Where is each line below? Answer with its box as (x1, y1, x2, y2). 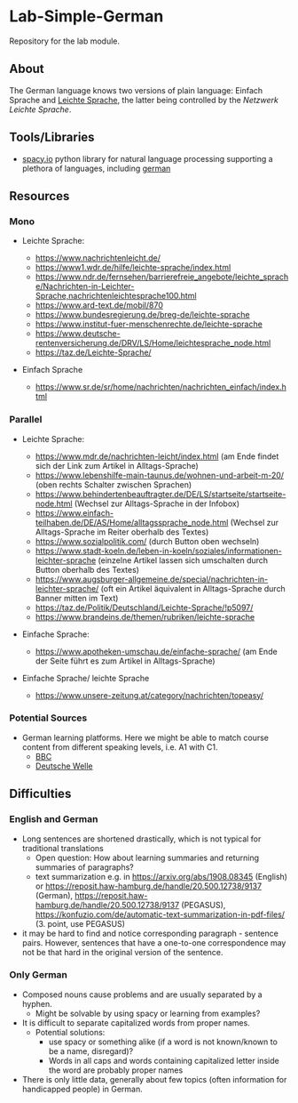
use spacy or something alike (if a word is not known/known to (48, 1036, 278, 1047)
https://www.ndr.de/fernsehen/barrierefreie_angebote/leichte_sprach (35, 271, 289, 282)
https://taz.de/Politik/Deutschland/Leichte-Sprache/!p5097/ (35, 602, 254, 613)
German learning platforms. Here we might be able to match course (21, 732, 269, 743)
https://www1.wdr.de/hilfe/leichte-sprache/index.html (35, 262, 231, 273)
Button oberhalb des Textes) (35, 564, 140, 575)
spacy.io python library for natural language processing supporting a (21, 153, 273, 164)
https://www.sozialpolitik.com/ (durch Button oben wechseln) (35, 535, 260, 546)
